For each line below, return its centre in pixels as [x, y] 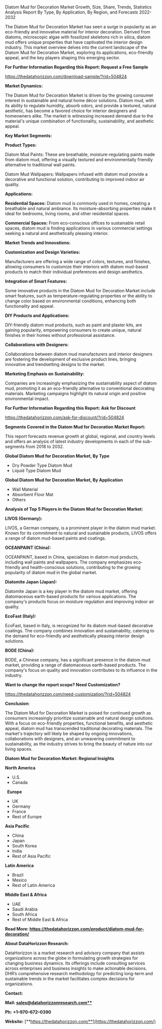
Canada [20, 782]
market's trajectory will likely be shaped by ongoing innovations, [69, 733]
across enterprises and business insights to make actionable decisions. [76, 968]
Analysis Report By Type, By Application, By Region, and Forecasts [72, 12]
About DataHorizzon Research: [37, 943]
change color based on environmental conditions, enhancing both [71, 301]
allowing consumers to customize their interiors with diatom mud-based [77, 267]
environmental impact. [27, 398]
